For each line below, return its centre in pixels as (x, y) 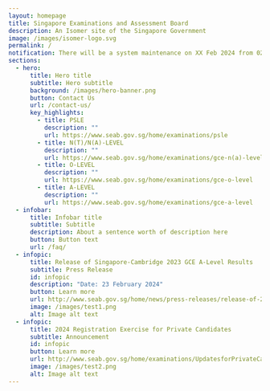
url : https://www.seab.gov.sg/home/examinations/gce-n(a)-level (154, 157)
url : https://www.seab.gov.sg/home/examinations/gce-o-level (148, 180)
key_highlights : (57, 113)
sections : (25, 61)
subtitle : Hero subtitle (71, 83)
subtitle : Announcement (70, 337)
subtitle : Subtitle (62, 225)
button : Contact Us (62, 98)
